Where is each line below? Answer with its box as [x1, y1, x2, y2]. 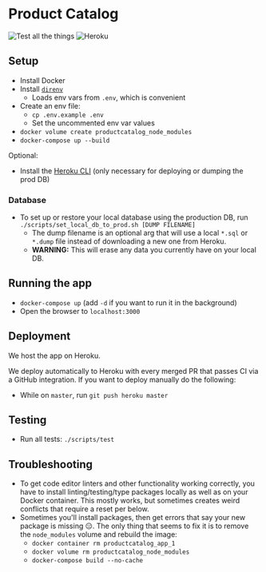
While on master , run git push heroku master [19, 390, 169, 399]
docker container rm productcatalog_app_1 [31, 540, 176, 548]
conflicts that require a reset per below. [19, 504, 149, 514]
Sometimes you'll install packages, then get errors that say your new [19, 513, 246, 522]
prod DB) [19, 174, 50, 184]
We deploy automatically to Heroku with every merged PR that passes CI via [8, 366, 259, 375]
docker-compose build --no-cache [31, 557, 144, 565]
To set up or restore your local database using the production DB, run [19, 213, 248, 222]
